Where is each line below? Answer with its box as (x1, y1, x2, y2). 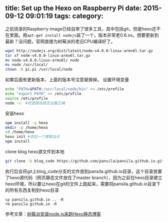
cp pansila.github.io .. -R (5, 197, 64, 202)
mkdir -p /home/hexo (5, 125, 48, 130)
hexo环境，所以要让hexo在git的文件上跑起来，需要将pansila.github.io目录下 (5, 180, 161, 187)
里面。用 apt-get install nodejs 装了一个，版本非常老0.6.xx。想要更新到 (9, 32, 159, 38)
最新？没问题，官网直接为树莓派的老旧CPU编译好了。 (5, 38, 115, 44)
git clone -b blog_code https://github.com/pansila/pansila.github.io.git (5, 159, 164, 164)
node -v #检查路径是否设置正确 (5, 100, 65, 106)
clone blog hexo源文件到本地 (5, 149, 64, 155)
